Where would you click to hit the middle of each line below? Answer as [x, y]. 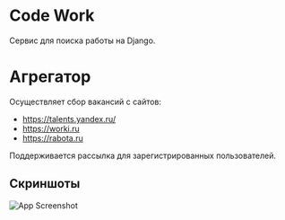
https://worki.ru [51, 128]
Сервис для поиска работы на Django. [82, 40]
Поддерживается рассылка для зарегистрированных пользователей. [142, 155]
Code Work [52, 16]
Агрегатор [50, 77]
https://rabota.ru [52, 138]
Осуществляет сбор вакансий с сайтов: [86, 101]
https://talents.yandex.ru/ [69, 119]
